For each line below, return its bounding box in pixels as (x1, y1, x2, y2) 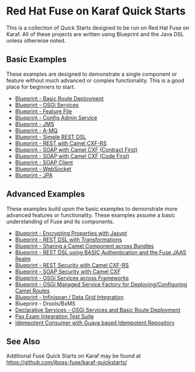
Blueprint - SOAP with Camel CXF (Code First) (14, 152, 129, 160)
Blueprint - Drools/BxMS (14, 300, 76, 307)
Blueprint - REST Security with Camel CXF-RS (14, 261, 129, 268)
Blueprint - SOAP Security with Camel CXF (14, 268, 121, 275)
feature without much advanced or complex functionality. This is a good (6, 76, 185, 84)
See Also (6, 336, 40, 347)
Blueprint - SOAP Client (14, 158, 73, 166)
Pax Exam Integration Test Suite (14, 312, 94, 320)
